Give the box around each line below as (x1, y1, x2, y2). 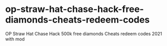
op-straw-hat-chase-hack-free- (5, 3, 144, 15)
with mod (5, 36, 25, 42)
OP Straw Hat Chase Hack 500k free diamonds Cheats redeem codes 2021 (5, 30, 162, 36)
